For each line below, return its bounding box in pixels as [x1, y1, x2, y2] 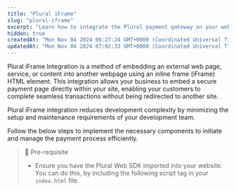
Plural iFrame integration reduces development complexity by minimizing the [7, 106, 229, 114]
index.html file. [34, 176, 79, 185]
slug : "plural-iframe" [7, 17, 74, 24]
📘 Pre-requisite [24, 148, 69, 156]
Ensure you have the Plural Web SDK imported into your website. [34, 162, 223, 169]
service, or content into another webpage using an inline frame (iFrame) [7, 70, 216, 78]
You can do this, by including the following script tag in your [34, 169, 209, 177]
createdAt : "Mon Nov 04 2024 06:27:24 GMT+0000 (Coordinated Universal [7, 37, 221, 44]
